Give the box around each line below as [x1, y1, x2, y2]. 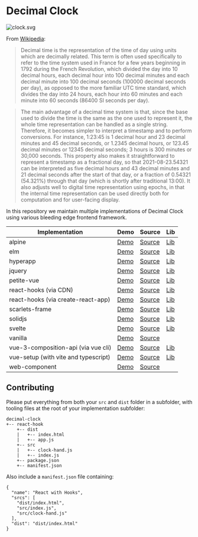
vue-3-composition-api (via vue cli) [9, 343, 112, 352]
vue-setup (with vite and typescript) [9, 353, 111, 361]
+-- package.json [17, 457, 60, 463]
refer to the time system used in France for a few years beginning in [20, 59, 186, 66]
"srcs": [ [11, 494, 35, 500]
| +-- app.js [17, 437, 54, 442]
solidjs [9, 314, 27, 323]
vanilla [9, 334, 27, 342]
